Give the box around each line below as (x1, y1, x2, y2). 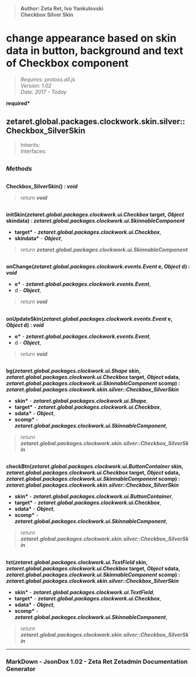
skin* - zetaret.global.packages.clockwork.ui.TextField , (14, 589, 155, 596)
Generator (6, 665, 36, 673)
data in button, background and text (6, 44, 184, 57)
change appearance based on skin (6, 32, 177, 45)
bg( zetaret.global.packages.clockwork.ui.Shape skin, (6, 367, 141, 374)
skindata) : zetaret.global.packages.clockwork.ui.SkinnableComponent (6, 217, 185, 224)
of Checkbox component (6, 57, 129, 70)
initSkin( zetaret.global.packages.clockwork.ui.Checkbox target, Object (6, 211, 184, 218)
